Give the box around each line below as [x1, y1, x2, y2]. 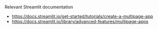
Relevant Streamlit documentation [4, 4, 73, 10]
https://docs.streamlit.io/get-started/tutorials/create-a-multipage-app [11, 14, 154, 19]
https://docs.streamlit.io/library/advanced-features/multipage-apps [11, 19, 149, 24]
